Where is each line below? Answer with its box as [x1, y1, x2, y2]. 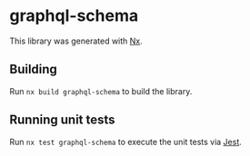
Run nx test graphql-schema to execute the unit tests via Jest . [9, 136, 243, 147]
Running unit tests [9, 112, 115, 128]
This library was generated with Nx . [9, 35, 143, 46]
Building [9, 62, 57, 77]
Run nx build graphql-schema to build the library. [9, 85, 193, 96]
